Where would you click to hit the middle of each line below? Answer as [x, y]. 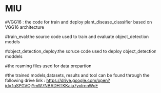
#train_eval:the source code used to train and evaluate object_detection [77, 37]
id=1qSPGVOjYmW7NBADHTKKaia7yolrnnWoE [52, 85]
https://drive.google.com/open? [78, 80]
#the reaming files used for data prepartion [48, 66]
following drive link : [25, 80]
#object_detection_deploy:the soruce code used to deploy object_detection [81, 51]
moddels [14, 56]
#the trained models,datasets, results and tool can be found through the [77, 75]
